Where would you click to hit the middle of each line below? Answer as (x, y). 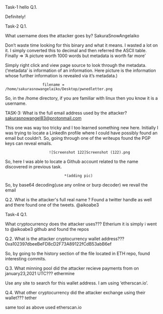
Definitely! (15, 16)
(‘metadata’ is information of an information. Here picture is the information (81, 70)
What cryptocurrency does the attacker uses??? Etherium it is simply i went (81, 224)
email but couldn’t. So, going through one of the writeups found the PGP (78, 138)
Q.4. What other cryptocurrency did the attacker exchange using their (75, 293)
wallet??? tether (21, 298)
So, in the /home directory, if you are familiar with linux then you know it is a (81, 98)
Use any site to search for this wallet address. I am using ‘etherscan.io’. (77, 283)
